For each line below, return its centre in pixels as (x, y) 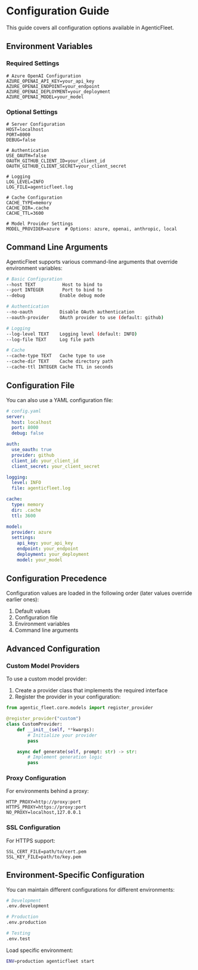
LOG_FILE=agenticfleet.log (40, 187)
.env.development (28, 906)
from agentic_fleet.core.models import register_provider (80, 708)
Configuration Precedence (57, 579)
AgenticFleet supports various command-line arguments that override (92, 261)
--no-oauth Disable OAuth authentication (70, 312)
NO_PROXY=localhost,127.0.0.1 (44, 813)
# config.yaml (24, 411)
